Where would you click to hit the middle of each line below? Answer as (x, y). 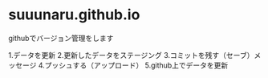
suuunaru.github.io (74, 15)
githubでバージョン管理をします (61, 38)
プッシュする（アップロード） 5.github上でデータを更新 (136, 65)
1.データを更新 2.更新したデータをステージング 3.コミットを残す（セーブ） (131, 55)
